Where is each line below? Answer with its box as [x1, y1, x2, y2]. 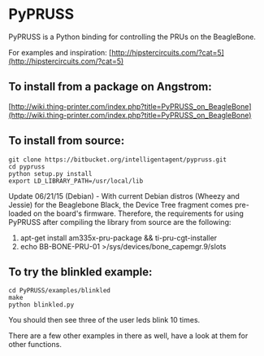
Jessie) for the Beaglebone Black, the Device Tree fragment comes [8, 200, 233, 209]
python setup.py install [8, 169, 93, 178]
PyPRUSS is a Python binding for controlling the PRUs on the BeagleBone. [8, 32, 256, 42]
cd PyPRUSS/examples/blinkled [8, 287, 111, 295]
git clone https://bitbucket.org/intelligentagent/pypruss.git [8, 156, 227, 164]
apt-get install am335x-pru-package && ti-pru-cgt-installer [19, 233, 218, 243]
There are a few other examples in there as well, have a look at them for [8, 331, 249, 341]
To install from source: [8, 134, 125, 147]
